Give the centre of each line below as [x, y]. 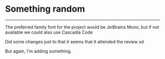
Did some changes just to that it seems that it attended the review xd [74, 41]
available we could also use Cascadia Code [49, 32]
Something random [45, 9]
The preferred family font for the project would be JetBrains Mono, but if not [82, 27]
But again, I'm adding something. [39, 51]
